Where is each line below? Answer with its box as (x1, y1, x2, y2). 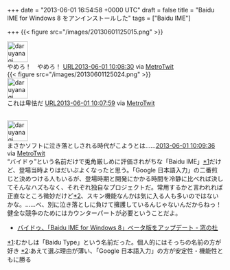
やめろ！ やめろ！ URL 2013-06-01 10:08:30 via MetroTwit (7, 63, 174, 71)
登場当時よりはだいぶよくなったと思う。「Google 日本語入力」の (19, 166, 200, 174)
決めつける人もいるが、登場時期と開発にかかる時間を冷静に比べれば (19, 175, 211, 183)
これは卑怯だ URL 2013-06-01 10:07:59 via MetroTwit (7, 99, 155, 107)
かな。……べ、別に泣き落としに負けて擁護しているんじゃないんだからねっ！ (7, 201, 222, 208)
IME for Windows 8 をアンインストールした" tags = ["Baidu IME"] (7, 14, 191, 22)
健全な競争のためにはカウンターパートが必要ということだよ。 (7, 209, 182, 217)
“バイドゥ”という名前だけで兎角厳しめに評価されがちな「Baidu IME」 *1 (7, 157, 210, 166)
